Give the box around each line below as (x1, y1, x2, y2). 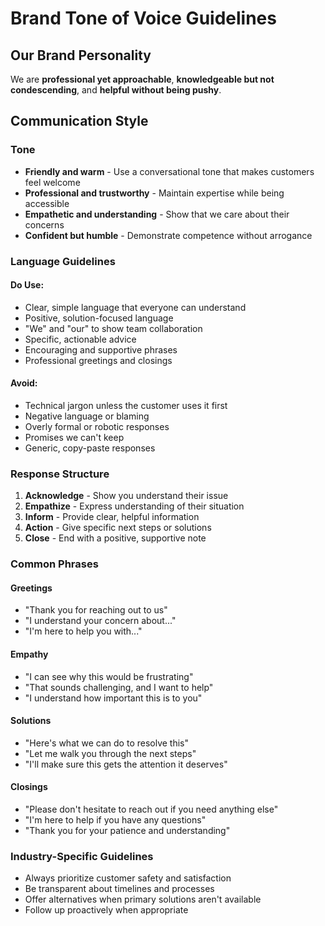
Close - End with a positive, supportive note (24, 532, 207, 544)
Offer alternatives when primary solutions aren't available (24, 893, 262, 906)
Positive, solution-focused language (24, 312, 174, 324)
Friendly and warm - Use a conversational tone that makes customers (24, 165, 315, 177)
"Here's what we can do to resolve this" (24, 737, 190, 749)
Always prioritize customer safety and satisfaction (24, 872, 232, 884)
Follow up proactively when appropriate (24, 904, 189, 916)
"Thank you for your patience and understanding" (24, 825, 231, 837)
